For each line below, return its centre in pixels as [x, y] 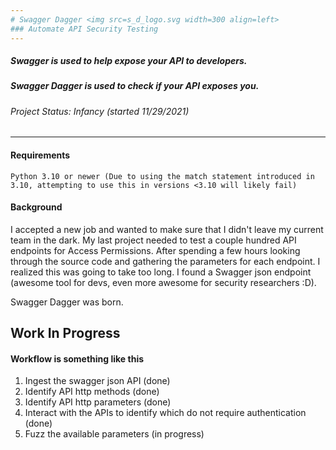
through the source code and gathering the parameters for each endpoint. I [165, 261]
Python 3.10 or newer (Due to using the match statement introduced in [162, 176]
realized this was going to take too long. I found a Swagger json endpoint [161, 272]
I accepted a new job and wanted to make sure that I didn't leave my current [167, 229]
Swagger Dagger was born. [67, 302]
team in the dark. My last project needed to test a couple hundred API [153, 240]
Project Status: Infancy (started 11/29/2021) [100, 111]
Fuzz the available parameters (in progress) [114, 434]
